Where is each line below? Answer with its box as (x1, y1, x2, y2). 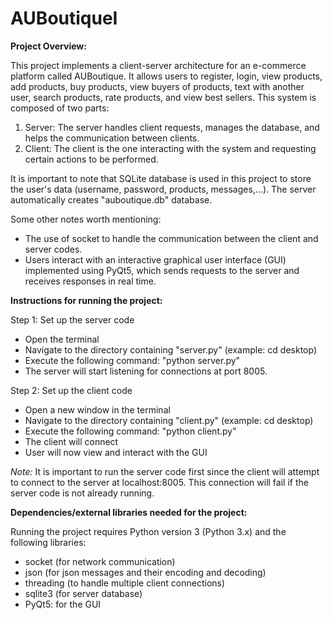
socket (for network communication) (24, 555, 176, 567)
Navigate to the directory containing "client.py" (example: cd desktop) (24, 414, 314, 426)
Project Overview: (10, 40, 87, 52)
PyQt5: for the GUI (24, 598, 102, 610)
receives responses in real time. (24, 275, 157, 287)
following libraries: (10, 536, 87, 548)
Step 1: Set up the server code (10, 313, 135, 326)
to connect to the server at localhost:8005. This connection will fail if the (10, 476, 309, 488)
